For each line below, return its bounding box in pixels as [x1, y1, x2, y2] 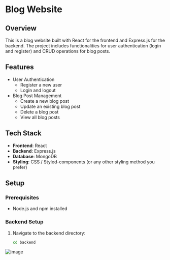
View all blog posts [20, 114, 60, 120]
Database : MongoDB [12, 153, 57, 159]
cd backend [12, 240, 36, 245]
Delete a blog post [20, 108, 59, 115]
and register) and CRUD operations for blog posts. [5, 48, 111, 54]
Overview [5, 24, 37, 33]
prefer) [12, 164, 27, 170]
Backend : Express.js [12, 148, 56, 154]
